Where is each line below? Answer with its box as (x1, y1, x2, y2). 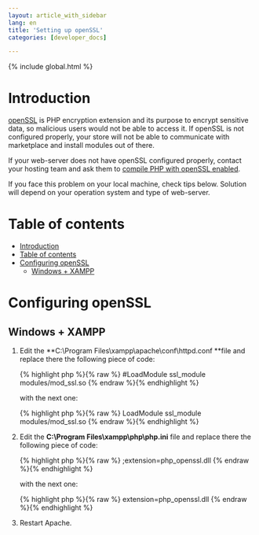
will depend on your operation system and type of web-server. (8, 188, 210, 197)
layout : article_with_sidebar (8, 11, 108, 20)
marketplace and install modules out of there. (8, 141, 155, 150)
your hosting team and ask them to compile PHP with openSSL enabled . (8, 164, 241, 174)
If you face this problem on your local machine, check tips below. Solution (8, 179, 247, 189)
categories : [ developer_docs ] (8, 33, 108, 42)
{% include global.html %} (8, 62, 93, 72)
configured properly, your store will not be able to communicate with (8, 132, 230, 142)
